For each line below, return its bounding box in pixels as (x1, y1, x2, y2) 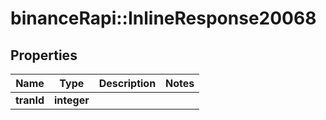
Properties (10, 47, 78, 64)
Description (98, 77, 157, 90)
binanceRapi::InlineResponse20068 (10, 7, 317, 30)
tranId (15, 93, 45, 107)
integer (53, 93, 90, 107)
